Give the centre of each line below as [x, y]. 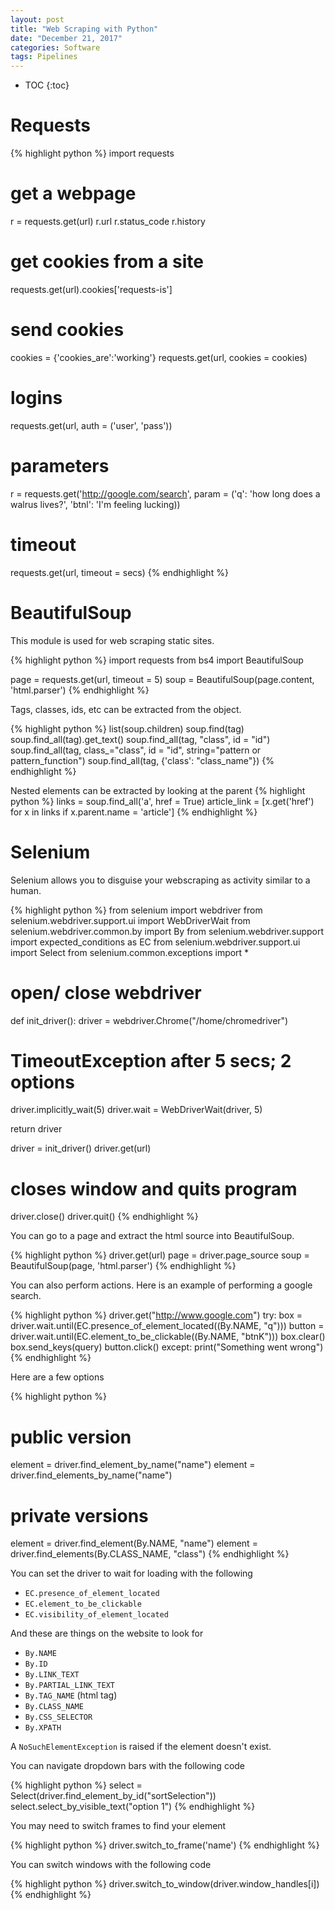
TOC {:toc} [47, 85]
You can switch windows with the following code [111, 1865]
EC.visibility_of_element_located [96, 1615]
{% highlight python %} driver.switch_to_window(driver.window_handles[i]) [165, 1884]
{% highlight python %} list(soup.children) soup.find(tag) [127, 728]
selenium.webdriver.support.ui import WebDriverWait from [130, 920]
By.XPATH [43, 1728]
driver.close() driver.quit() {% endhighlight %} [104, 1217]
